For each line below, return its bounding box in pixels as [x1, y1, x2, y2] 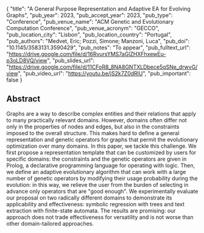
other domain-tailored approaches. [6, 220, 94, 227]
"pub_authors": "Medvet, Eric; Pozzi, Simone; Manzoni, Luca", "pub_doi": [6, 38, 190, 44]
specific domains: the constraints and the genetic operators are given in [6, 155, 187, 162]
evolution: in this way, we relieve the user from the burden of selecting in [6, 181, 189, 188]
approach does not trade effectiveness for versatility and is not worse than [6, 213, 194, 221]
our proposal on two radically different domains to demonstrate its [6, 194, 172, 201]
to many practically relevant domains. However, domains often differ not [6, 116, 187, 123]
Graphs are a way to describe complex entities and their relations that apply [6, 110, 196, 117]
